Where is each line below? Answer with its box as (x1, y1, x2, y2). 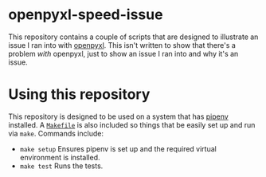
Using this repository (8, 85, 151, 104)
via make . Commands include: (8, 128, 104, 138)
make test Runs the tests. (19, 161, 104, 171)
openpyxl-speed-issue (8, 6, 163, 24)
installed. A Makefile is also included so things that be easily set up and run (8, 120, 256, 129)
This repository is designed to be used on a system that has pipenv (8, 112, 229, 121)
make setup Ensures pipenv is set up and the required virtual (19, 144, 217, 153)
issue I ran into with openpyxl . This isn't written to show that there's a (8, 40, 237, 49)
